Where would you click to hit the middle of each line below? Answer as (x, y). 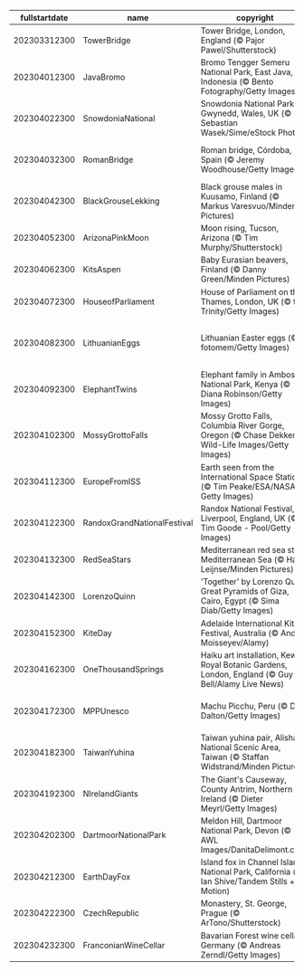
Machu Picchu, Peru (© (244, 706)
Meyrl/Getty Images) (239, 808)
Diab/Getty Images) (237, 611)
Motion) (215, 891)
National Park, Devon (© (246, 830)
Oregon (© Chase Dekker (248, 435)
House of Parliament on (244, 291)
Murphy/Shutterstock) (242, 247)
